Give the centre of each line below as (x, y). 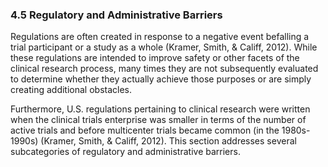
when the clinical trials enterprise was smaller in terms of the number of (158, 120)
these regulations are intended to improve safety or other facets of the (155, 58)
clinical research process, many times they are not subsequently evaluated (164, 69)
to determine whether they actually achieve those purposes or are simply (161, 79)
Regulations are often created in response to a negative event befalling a (160, 37)
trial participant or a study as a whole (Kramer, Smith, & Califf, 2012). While (164, 47)
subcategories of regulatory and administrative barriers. (125, 152)
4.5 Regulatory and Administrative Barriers (116, 15)
